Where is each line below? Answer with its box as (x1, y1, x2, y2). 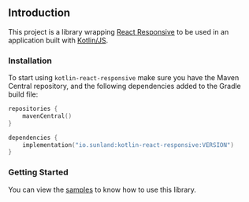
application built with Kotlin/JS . (8, 35, 109, 45)
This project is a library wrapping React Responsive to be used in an (8, 27, 229, 36)
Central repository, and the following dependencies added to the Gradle (8, 82, 242, 91)
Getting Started (8, 167, 69, 178)
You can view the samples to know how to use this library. (8, 185, 197, 194)
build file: (8, 90, 39, 99)
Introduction (8, 6, 71, 20)
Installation (8, 55, 53, 66)
